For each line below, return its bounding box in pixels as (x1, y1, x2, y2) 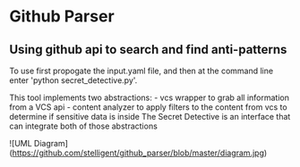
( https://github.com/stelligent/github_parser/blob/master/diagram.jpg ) (9, 147, 268, 158)
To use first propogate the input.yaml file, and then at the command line (9, 65, 274, 76)
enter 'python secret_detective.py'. (9, 75, 138, 86)
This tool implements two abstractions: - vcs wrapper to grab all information (9, 92, 289, 103)
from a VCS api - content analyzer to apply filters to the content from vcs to (9, 102, 288, 113)
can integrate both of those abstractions (9, 121, 159, 131)
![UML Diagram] (9, 138, 69, 148)
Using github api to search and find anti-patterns (9, 42, 287, 57)
